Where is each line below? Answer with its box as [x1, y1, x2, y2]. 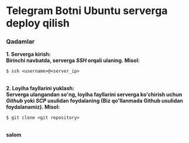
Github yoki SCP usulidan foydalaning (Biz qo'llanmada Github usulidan [6, 97, 183, 104]
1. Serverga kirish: [6, 51, 51, 58]
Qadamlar [6, 38, 35, 46]
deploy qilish [6, 16, 70, 30]
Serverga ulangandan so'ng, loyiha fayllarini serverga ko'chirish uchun [6, 91, 183, 98]
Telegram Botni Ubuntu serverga [6, 4, 168, 18]
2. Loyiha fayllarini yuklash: [6, 85, 75, 92]
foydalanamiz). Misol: [6, 104, 60, 111]
